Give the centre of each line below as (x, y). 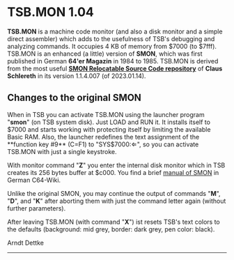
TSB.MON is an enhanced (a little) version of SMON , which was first (105, 54)
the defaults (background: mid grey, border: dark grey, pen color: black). (111, 229)
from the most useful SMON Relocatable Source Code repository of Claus (115, 68)
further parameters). (37, 208)
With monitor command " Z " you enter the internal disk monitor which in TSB (116, 165)
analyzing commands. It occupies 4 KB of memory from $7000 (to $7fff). (112, 46)
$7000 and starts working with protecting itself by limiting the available (109, 129)
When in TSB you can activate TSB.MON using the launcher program (106, 114)
